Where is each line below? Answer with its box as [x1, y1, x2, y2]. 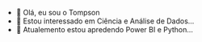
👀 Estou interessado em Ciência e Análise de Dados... [15, 16, 195, 26]
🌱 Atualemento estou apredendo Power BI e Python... [15, 25, 194, 34]
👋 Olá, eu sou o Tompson [15, 8, 100, 17]
